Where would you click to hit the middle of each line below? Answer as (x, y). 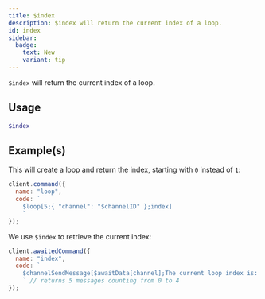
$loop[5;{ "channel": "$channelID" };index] (97, 207)
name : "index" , (41, 258)
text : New (39, 52)
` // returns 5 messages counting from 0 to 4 (101, 281)
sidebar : (23, 38)
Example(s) (37, 151)
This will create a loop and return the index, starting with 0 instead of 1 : (125, 170)
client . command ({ (37, 184)
